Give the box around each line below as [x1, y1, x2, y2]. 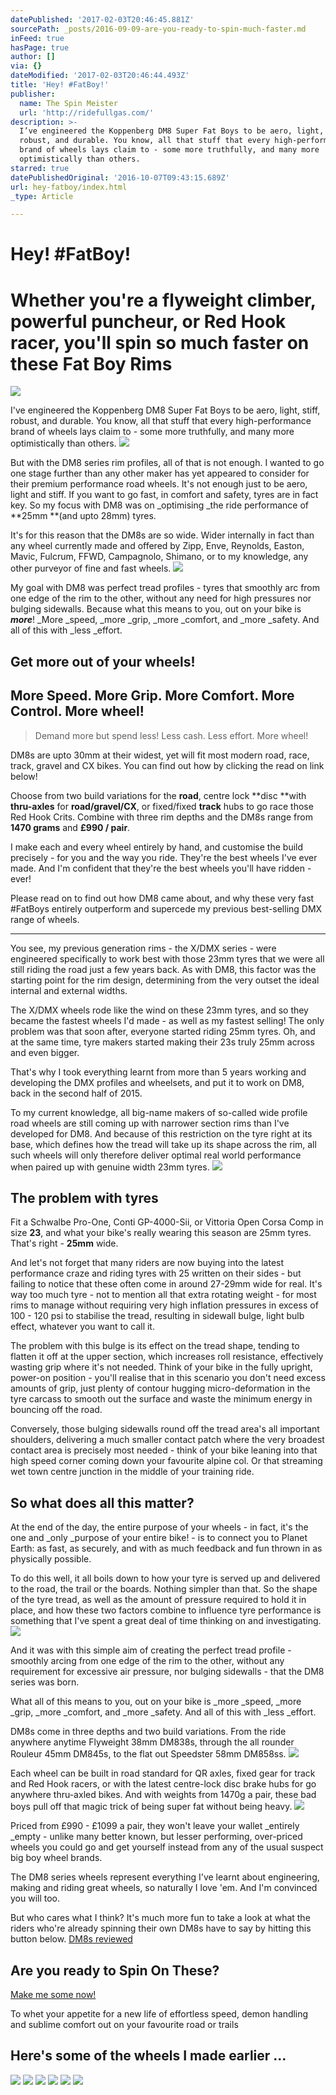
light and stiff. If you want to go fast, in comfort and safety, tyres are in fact [10, 489, 319, 501]
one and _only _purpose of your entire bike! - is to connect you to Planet [10, 1532, 308, 1544]
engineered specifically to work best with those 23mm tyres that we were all [10, 952, 325, 965]
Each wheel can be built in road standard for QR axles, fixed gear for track [10, 1767, 316, 1780]
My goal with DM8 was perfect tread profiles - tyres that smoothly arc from [10, 582, 321, 594]
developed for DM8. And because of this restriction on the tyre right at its [10, 1127, 313, 1140]
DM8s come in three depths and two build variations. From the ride [10, 1726, 287, 1738]
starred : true [10, 163, 70, 173]
